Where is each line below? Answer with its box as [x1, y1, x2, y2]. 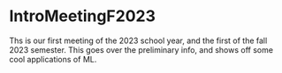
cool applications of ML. [9, 54, 97, 64]
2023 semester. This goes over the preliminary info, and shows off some [9, 44, 274, 55]
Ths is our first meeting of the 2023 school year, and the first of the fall [9, 35, 268, 46]
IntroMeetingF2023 [9, 6, 156, 26]
